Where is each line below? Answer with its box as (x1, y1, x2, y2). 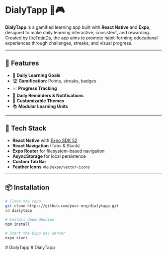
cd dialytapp (5, 208, 32, 213)
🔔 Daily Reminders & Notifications (12, 92, 84, 98)
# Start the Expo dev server (5, 231, 66, 236)
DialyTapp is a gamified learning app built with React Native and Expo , (5, 24, 151, 30)
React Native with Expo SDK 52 (12, 137, 78, 143)
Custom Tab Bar (12, 158, 47, 164)
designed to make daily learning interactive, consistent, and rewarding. (5, 29, 151, 35)
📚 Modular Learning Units (12, 103, 68, 109)
